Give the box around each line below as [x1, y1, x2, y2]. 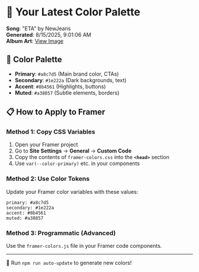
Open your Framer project [14, 141, 78, 148]
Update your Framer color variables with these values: [6, 188, 139, 195]
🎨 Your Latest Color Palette [6, 5, 140, 19]
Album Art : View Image [6, 37, 64, 44]
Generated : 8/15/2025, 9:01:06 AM [6, 31, 92, 38]
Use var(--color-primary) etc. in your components [14, 160, 140, 167]
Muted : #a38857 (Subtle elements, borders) [14, 89, 120, 96]
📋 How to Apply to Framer [6, 107, 105, 117]
